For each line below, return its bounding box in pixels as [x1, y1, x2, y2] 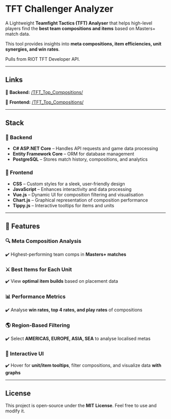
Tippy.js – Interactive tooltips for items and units [12, 202, 115, 208]
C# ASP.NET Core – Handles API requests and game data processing [12, 145, 158, 152]
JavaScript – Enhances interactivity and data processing [12, 186, 132, 192]
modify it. [5, 408, 25, 414]
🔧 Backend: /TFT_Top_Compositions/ [5, 89, 83, 95]
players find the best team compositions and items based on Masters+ [5, 25, 156, 31]
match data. [5, 31, 31, 37]
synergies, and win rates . [5, 46, 60, 52]
